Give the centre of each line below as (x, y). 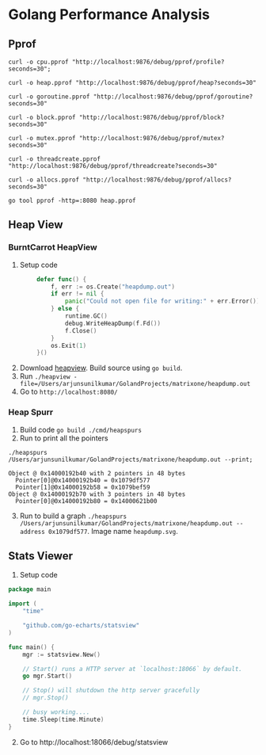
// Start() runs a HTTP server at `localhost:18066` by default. (133, 669)
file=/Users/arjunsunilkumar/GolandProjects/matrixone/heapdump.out (135, 384)
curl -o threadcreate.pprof (55, 159)
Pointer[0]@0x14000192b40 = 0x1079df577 (83, 480)
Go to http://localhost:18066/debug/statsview (94, 742)
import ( (23, 604)
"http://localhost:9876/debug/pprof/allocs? (157, 180)
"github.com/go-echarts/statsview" (81, 626)
